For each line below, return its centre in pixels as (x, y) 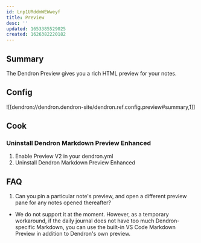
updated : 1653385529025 (36, 29)
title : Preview (25, 18)
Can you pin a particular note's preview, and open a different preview (101, 196)
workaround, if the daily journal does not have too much (85, 221)
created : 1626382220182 (36, 34)
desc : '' (17, 23)
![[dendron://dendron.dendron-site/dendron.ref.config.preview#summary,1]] (101, 107)
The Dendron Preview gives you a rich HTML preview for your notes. (91, 73)
